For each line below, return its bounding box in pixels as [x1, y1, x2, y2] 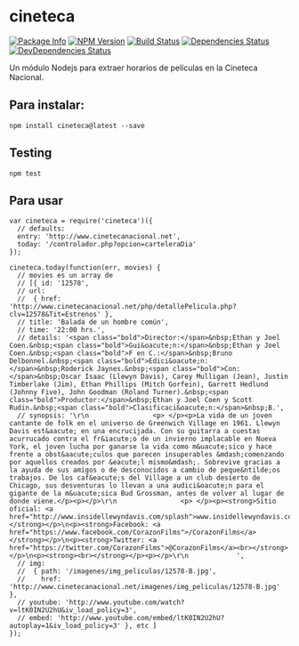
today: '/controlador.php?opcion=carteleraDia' [17, 240, 198, 249]
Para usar [9, 193, 64, 208]
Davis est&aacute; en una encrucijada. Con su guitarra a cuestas [9, 427, 261, 436]
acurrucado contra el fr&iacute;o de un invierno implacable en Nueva [9, 434, 277, 444]
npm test [9, 169, 42, 178]
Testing [9, 145, 53, 161]
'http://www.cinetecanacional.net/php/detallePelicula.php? [9, 303, 238, 311]
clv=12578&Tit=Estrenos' [9, 310, 101, 319]
